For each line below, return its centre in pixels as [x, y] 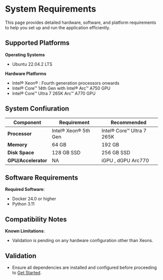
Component [27, 122]
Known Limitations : [25, 231]
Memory [17, 145]
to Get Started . [27, 273]
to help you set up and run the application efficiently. [58, 27]
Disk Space [21, 152]
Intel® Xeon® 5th [71, 131]
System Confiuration [37, 109]
